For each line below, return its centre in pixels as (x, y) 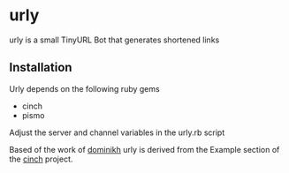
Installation (41, 68)
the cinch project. (41, 159)
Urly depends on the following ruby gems (85, 88)
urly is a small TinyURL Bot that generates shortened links (114, 40)
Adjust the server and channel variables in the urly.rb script (117, 132)
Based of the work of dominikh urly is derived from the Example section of (144, 149)
